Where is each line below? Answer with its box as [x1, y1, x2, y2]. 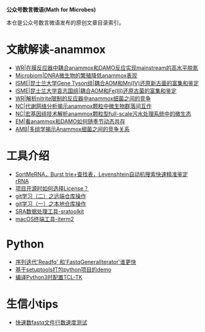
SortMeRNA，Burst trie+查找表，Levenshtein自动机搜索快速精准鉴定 [15, 170, 188, 178]
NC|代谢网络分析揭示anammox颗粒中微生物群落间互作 [15, 102, 152, 110]
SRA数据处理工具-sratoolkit [15, 208, 84, 215]
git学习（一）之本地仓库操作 [15, 200, 87, 207]
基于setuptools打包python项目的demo [15, 266, 112, 273]
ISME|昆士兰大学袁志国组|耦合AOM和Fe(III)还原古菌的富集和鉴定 [15, 87, 177, 94]
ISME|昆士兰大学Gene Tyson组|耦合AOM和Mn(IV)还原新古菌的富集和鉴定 [15, 79, 199, 86]
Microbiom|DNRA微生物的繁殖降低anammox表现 [15, 72, 138, 79]
